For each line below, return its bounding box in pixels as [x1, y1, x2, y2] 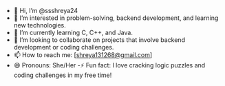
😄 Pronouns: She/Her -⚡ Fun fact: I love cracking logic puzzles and [13, 61, 206, 69]
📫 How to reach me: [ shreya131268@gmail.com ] [13, 51, 153, 58]
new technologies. [13, 21, 67, 29]
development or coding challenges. [13, 43, 114, 51]
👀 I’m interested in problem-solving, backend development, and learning [13, 14, 219, 22]
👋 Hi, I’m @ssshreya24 [13, 7, 78, 14]
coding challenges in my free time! [13, 71, 112, 79]
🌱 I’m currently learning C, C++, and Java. [13, 28, 133, 36]
